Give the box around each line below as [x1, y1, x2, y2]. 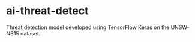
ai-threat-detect [6, 4, 89, 18]
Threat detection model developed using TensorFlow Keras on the [6, 24, 170, 31]
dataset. [20, 30, 41, 37]
